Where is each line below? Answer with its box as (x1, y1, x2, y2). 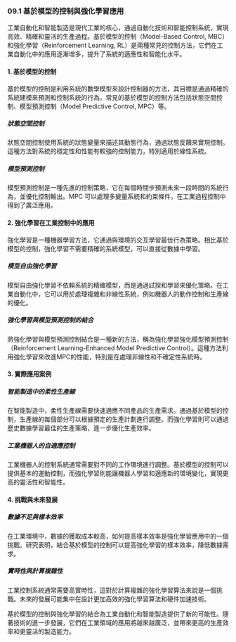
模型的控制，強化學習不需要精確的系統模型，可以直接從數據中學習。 (7, 244, 204, 252)
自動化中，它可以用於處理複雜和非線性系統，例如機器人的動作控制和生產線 (13, 290, 229, 298)
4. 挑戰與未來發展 (7, 495, 58, 503)
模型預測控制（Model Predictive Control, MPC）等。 (19, 102, 171, 110)
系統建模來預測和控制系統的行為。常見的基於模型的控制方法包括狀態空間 (7, 93, 216, 101)
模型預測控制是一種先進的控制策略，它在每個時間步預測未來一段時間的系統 (7, 184, 223, 192)
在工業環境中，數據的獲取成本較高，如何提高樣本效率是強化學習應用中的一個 (7, 532, 229, 540)
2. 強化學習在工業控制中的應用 (7, 219, 95, 227)
